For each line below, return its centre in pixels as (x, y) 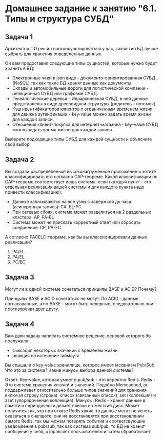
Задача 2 (20, 160)
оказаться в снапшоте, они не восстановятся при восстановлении (74, 416)
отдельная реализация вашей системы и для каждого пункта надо (75, 187)
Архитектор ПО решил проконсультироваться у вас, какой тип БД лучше (81, 49)
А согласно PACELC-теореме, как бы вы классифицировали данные (76, 237)
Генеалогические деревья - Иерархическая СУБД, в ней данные (80, 99)
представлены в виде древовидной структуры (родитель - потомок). (84, 104)
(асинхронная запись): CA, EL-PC (47, 207)
